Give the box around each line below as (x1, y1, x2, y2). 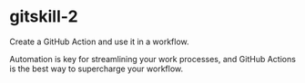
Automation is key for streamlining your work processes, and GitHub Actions (9, 53, 296, 64)
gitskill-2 (9, 6, 79, 27)
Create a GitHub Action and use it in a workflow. (9, 36, 189, 47)
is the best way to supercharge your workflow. (9, 63, 184, 74)
